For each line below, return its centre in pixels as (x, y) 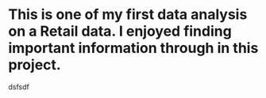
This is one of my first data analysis (128, 15)
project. (35, 65)
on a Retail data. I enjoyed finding (120, 31)
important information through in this (133, 48)
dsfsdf (19, 87)
